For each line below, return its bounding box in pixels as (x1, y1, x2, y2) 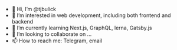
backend (11, 18, 34, 25)
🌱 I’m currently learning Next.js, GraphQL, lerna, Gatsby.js (11, 24, 152, 31)
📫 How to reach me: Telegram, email (11, 37, 103, 44)
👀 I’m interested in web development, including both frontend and (11, 12, 171, 19)
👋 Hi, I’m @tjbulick (11, 6, 56, 12)
